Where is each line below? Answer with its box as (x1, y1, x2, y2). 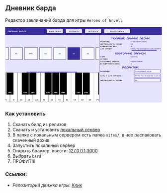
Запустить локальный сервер (12, 142, 76, 148)
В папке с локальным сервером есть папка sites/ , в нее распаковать (12, 132, 162, 138)
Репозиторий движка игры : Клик (12, 182, 83, 188)
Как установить (5, 110, 46, 117)
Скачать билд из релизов (12, 122, 67, 128)
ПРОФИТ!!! (12, 158, 36, 164)
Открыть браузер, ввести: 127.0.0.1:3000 (12, 148, 98, 154)
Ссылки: (5, 171, 27, 178)
